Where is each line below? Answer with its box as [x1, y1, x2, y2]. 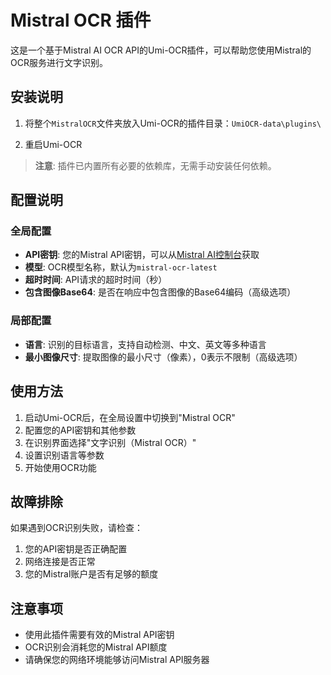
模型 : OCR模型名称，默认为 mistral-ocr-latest [24, 261, 218, 273]
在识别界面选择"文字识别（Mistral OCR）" [24, 436, 197, 448]
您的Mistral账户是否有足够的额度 [24, 568, 159, 580]
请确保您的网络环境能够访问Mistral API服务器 [24, 654, 210, 666]
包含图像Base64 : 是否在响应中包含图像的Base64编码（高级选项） [24, 286, 297, 298]
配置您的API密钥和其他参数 [24, 424, 137, 436]
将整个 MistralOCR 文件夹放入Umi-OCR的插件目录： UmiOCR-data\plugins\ [24, 117, 322, 129]
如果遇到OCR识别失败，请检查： [10, 522, 143, 534]
